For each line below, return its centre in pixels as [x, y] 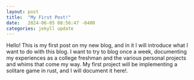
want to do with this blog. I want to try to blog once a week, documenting [97, 52]
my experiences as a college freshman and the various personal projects [96, 58]
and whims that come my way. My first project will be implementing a [92, 64]
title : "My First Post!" [38, 17]
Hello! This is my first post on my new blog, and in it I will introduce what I [97, 45]
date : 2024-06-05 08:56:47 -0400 [51, 23]
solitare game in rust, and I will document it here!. [67, 71]
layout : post [23, 12]
